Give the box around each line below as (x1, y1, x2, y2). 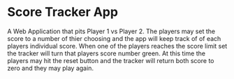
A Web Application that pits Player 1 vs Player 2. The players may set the (7, 27, 215, 35)
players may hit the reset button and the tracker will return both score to (7, 56, 214, 64)
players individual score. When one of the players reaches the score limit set (7, 42, 228, 50)
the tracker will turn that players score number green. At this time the (7, 49, 206, 58)
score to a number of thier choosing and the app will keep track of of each (7, 34, 221, 42)
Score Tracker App (7, 4, 119, 20)
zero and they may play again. (7, 64, 94, 72)
